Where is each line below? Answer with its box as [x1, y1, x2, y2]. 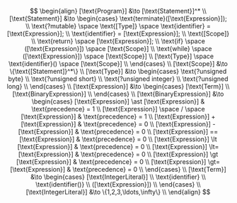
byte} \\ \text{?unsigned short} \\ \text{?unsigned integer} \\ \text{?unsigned [8, 75, 229, 83]
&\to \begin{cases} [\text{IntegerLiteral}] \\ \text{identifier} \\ [30, 172, 206, 181]
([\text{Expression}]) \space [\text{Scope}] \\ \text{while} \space [24, 45, 212, 53]
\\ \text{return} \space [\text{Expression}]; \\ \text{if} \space [30, 37, 206, 45]
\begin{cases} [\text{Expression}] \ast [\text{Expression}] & [31, 97, 205, 106]
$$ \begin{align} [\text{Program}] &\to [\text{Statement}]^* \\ [30, 7, 207, 15]
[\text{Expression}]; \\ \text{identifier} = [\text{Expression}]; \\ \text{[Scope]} [6, 29, 230, 38]
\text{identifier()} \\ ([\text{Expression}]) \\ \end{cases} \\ [35, 180, 201, 188]
